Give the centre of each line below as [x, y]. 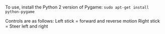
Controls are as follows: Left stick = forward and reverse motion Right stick [82, 21]
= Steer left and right [27, 26]
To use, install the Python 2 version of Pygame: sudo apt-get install [77, 7]
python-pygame [20, 12]
